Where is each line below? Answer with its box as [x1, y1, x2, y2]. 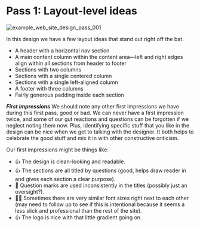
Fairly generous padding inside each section [14, 91, 124, 98]
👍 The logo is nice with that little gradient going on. [14, 213, 142, 221]
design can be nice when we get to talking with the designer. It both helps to [6, 128, 194, 135]
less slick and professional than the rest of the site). [14, 207, 142, 214]
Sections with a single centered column [14, 72, 112, 79]
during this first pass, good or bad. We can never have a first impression [6, 109, 184, 116]
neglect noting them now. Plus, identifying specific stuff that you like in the [6, 122, 190, 129]
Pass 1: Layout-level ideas [6, 4, 137, 18]
